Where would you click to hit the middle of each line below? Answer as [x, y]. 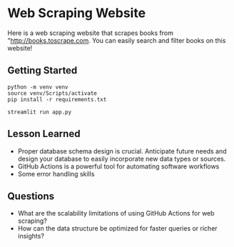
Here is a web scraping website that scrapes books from [90, 33]
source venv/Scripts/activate [52, 93]
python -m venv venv [38, 87]
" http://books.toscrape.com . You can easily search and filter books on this [117, 40]
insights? [31, 236]
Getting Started [42, 70]
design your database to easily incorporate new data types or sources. [122, 158]
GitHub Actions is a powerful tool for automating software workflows [118, 166]
